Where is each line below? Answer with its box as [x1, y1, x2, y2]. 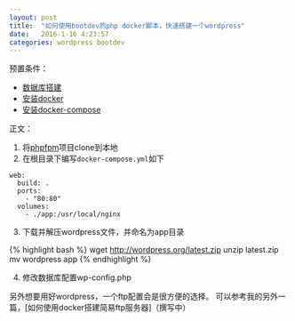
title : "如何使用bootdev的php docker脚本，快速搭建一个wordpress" [9, 21, 246, 30]
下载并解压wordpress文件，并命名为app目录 [21, 227, 185, 237]
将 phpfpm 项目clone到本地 [21, 142, 118, 153]
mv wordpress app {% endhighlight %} [9, 254, 152, 265]
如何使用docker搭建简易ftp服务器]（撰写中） [28, 302, 191, 313]
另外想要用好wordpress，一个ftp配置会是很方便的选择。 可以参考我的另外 [9, 291, 278, 302]
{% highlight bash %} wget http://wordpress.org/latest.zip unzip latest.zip [9, 245, 279, 255]
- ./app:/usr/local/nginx [25, 210, 122, 219]
